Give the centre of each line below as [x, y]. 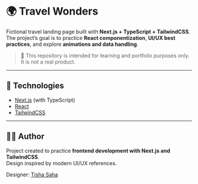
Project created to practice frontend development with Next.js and [88, 150]
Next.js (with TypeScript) [45, 100]
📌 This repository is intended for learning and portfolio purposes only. [105, 55]
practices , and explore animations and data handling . [72, 44]
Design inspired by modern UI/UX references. [62, 163]
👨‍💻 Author [25, 137]
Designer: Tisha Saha [32, 175]
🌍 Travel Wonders [52, 11]
